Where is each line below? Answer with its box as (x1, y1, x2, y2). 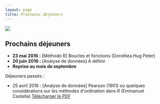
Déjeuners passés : (5, 73, 45, 79)
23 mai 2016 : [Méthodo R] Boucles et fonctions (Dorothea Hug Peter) (12, 53, 156, 59)
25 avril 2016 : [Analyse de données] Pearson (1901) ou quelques (12, 83, 145, 89)
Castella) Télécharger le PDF (12, 93, 71, 100)
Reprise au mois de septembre (12, 63, 77, 70)
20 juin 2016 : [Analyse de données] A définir (12, 58, 106, 64)
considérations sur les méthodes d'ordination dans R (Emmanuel (12, 88, 145, 94)
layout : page (5, 7, 32, 12)
